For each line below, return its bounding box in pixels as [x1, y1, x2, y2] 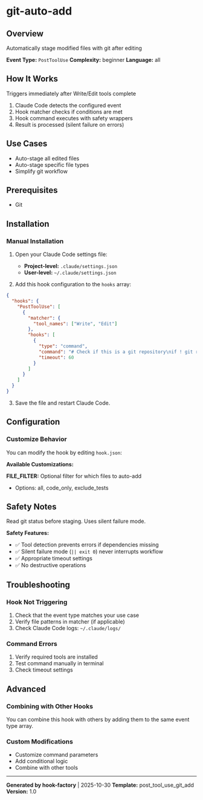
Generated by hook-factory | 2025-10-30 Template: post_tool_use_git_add [6, 781, 195, 789]
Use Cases [6, 138, 48, 149]
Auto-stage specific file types [14, 161, 89, 168]
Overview [6, 29, 44, 39]
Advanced [6, 684, 47, 694]
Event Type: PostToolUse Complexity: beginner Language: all [6, 56, 161, 63]
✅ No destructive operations [14, 562, 86, 569]
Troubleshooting [6, 579, 71, 590]
